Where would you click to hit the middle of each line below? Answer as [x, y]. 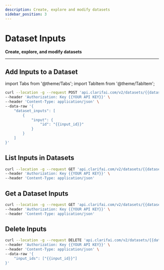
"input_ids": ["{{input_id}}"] [46, 258]
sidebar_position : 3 [26, 14]
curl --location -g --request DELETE [43, 240]
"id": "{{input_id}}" [62, 124]
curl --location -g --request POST [41, 93]
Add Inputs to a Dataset [41, 72]
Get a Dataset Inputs [37, 193]
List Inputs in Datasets [40, 158]
